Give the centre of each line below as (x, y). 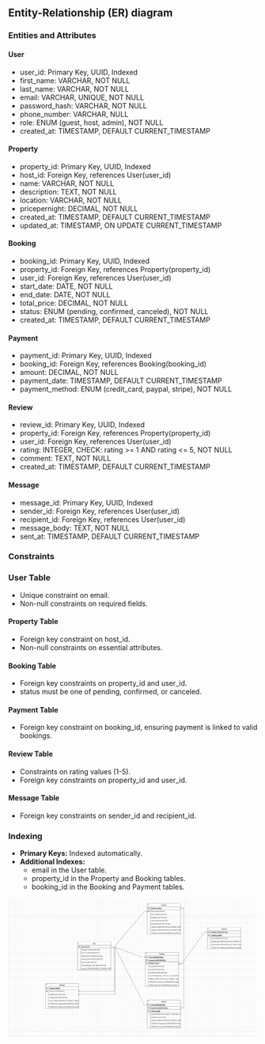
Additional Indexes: (52, 862)
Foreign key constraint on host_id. (75, 639)
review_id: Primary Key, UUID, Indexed (82, 425)
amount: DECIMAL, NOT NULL (69, 373)
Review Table (31, 754)
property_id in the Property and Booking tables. (108, 879)
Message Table (34, 798)
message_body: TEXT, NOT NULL (75, 528)
